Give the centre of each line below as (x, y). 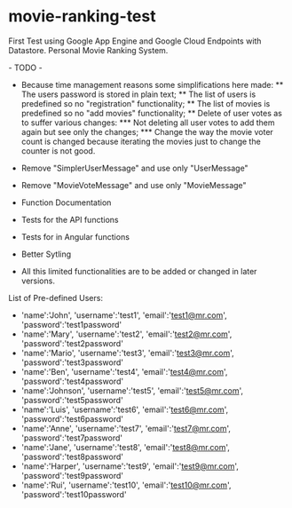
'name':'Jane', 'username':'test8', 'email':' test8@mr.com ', (125, 447)
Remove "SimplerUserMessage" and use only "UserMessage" (135, 168)
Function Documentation (66, 202)
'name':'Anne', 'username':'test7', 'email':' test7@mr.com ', (126, 428)
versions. (38, 281)
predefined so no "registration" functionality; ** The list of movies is (146, 103)
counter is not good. (58, 151)
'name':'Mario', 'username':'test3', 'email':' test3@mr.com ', (127, 353)
